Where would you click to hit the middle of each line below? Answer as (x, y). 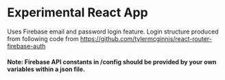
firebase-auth (26, 46)
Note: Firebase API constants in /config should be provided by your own (112, 62)
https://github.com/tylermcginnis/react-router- (146, 38)
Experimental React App (78, 13)
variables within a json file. (46, 69)
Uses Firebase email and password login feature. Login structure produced (113, 31)
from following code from (43, 38)
